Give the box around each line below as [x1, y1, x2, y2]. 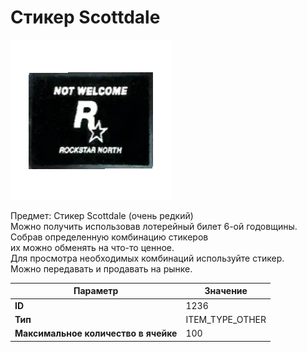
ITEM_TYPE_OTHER [185, 313, 267, 325]
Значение [204, 285, 248, 297]
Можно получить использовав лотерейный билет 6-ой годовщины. [10, 220, 298, 232]
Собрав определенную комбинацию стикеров [10, 231, 209, 243]
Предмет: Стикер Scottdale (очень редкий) [10, 209, 194, 221]
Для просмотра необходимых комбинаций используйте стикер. [10, 252, 285, 264]
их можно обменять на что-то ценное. [10, 241, 175, 253]
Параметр [73, 285, 119, 297]
